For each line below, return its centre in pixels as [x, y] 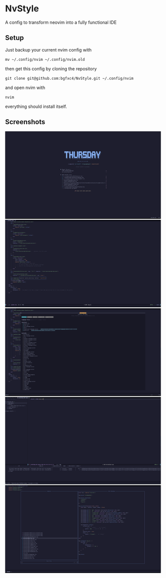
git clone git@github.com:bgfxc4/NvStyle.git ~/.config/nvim [69, 78]
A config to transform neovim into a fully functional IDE [61, 22]
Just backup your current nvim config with [48, 49]
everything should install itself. [36, 106]
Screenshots [25, 122]
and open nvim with [25, 88]
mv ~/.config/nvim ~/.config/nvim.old [45, 59]
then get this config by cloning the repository [51, 69]
